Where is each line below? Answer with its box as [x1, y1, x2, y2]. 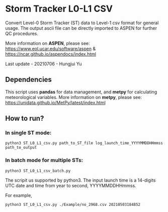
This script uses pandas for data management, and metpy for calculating [5, 89, 157, 95]
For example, [5, 192, 33, 198]
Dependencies [5, 75, 52, 84]
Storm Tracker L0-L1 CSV [5, 3, 113, 15]
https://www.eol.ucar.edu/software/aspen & [5, 45, 96, 51]
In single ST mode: [5, 129, 52, 136]
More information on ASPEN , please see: [5, 40, 90, 46]
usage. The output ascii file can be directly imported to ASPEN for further [5, 25, 157, 31]
